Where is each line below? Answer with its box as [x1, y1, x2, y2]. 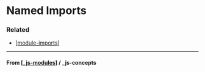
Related [6, 26, 30, 34]
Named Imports [6, 4, 87, 18]
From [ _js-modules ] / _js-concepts [6, 59, 96, 67]
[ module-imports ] [15, 39, 60, 46]
